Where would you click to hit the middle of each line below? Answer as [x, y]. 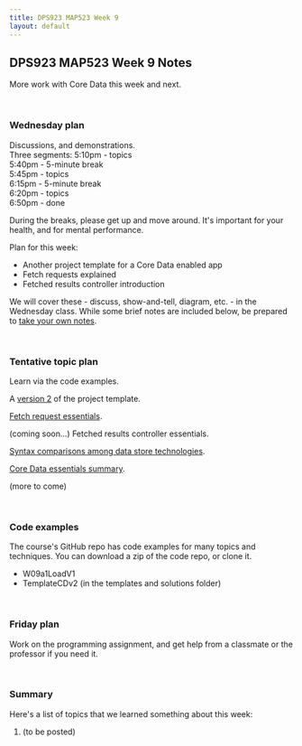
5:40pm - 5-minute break [56, 164]
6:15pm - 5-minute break [55, 183]
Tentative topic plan [54, 361]
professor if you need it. [54, 653]
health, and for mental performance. [77, 229]
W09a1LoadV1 [49, 573]
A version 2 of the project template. [75, 398]
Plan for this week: [44, 247]
